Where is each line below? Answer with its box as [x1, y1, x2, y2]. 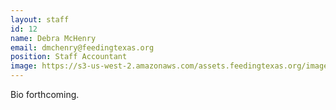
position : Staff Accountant [10, 52, 128, 62]
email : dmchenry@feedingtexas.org [10, 42, 155, 53]
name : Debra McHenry [10, 33, 97, 43]
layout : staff [10, 14, 70, 25]
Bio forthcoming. [10, 89, 80, 100]
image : [10, 61, 38, 71]
